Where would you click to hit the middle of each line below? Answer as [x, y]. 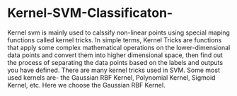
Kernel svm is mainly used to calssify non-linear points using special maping [118, 32]
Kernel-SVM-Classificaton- [90, 13]
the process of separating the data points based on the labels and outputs [115, 62]
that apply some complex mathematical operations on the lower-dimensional [119, 47]
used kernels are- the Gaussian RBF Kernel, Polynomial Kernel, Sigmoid [111, 77]
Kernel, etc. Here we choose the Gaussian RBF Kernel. [86, 85]
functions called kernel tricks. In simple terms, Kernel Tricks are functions [115, 40]
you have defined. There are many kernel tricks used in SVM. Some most [114, 70]
